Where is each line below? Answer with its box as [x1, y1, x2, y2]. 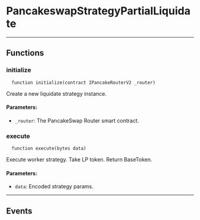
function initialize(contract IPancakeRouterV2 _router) [11, 80, 156, 85]
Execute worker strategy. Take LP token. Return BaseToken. [6, 156, 152, 163]
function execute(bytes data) [11, 145, 86, 152]
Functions [6, 48, 45, 58]
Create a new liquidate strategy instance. [6, 90, 107, 97]
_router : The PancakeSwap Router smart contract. [14, 117, 139, 124]
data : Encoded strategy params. [14, 183, 94, 190]
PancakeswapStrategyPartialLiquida [6, 4, 190, 18]
